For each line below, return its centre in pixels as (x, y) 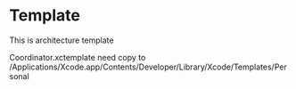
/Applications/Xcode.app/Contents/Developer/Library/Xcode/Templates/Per (148, 67)
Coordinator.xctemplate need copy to (78, 57)
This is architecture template (62, 40)
